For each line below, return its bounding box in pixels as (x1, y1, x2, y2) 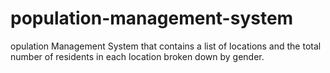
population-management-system (10, 7, 294, 30)
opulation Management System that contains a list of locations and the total (10, 40, 322, 52)
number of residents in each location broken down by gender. (10, 50, 265, 62)
